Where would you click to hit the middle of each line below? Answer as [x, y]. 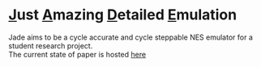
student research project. [51, 45]
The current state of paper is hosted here [77, 54]
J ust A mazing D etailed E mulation [123, 15]
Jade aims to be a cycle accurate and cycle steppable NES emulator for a [131, 37]
